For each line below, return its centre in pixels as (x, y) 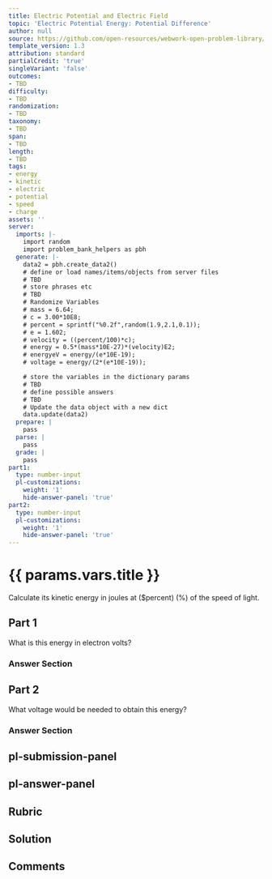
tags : (17, 167)
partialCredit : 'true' (47, 62)
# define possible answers (68, 392)
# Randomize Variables (61, 302)
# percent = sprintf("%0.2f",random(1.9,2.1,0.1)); (112, 325)
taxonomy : (25, 122)
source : (21, 38)
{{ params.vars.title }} (84, 575)
